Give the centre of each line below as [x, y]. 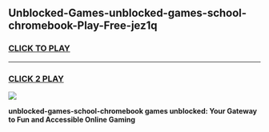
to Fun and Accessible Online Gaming [72, 119]
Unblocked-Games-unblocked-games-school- [127, 13]
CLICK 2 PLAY [36, 78]
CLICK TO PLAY [39, 49]
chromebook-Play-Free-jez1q [83, 26]
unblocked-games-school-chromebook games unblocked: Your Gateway [133, 110]
